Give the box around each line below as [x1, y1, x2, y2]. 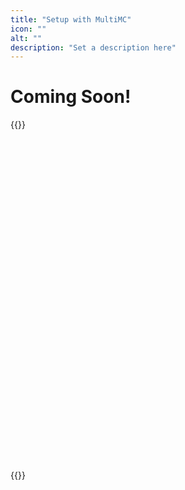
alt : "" [10, 33, 43, 43]
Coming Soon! [10, 86, 132, 108]
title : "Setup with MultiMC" [10, 14, 132, 25]
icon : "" [10, 24, 47, 34]
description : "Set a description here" [10, 42, 177, 53]
